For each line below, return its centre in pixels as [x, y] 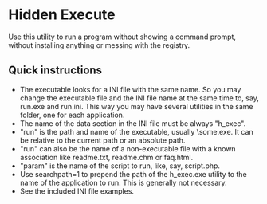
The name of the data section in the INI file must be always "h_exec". [133, 123]
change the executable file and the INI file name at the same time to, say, [139, 98]
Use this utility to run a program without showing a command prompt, [122, 37]
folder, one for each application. [72, 115]
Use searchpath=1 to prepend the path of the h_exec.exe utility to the [133, 174]
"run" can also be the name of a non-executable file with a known [128, 148]
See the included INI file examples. [77, 191]
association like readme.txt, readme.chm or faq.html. [106, 157]
